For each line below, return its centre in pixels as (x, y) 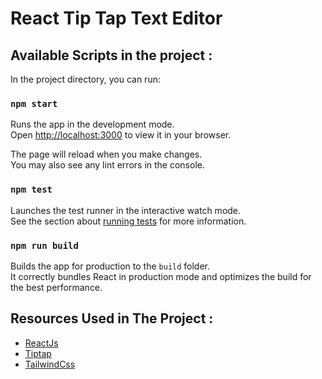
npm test (31, 190)
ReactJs (41, 343)
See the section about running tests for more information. (128, 221)
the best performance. (56, 287)
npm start (34, 103)
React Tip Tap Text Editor (116, 18)
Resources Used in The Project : (112, 318)
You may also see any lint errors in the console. (107, 165)
